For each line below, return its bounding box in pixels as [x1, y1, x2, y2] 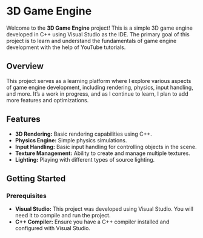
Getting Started [6, 173, 66, 183]
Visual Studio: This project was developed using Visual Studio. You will [15, 205, 194, 213]
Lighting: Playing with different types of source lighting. [15, 156, 155, 163]
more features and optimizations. [6, 96, 89, 104]
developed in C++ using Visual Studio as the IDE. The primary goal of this [6, 30, 190, 38]
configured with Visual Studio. [15, 225, 91, 232]
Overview [6, 61, 44, 71]
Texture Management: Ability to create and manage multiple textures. [15, 150, 191, 157]
